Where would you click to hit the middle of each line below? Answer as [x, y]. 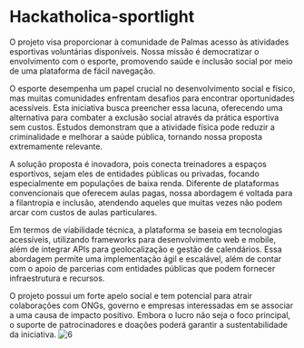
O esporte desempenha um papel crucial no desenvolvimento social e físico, [152, 88]
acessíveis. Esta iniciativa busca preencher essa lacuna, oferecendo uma [146, 107]
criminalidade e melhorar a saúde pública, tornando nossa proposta [136, 136]
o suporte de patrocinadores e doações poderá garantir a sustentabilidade [149, 324]
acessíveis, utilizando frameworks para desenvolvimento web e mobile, [143, 239]
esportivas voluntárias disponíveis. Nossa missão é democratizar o [134, 51]
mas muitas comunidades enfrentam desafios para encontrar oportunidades [152, 98]
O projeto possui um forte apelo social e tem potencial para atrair [131, 295]
